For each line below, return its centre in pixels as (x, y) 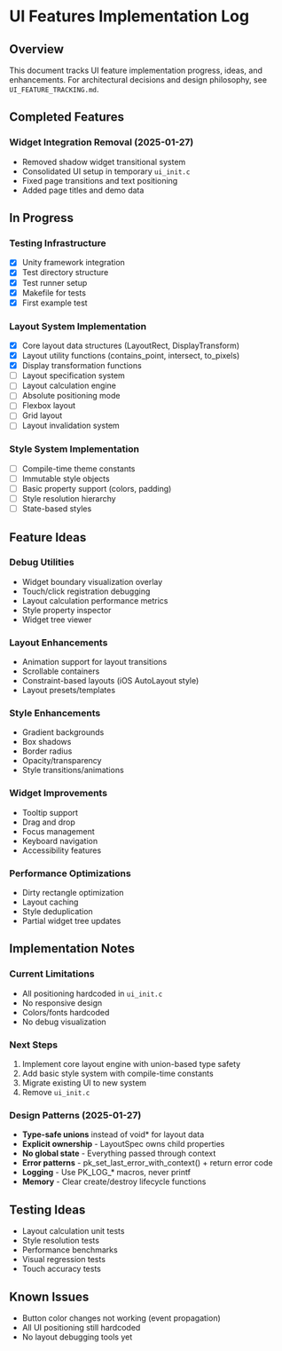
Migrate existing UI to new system (84, 1083)
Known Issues (49, 1296)
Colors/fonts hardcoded (66, 1012)
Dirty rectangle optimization (73, 893)
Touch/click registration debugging (86, 591)
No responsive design (62, 1003)
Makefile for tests (54, 292)
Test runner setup (55, 282)
